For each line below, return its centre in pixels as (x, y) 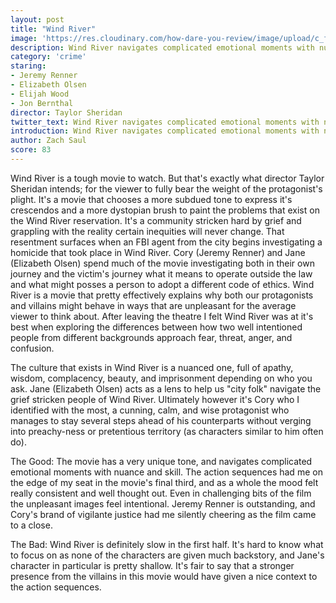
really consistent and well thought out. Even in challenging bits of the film (161, 493)
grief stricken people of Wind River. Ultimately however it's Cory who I (155, 399)
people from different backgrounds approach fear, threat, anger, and (151, 337)
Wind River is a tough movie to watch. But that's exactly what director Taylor (167, 178)
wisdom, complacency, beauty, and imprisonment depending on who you (161, 378)
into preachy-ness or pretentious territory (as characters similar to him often (167, 431)
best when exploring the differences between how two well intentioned (156, 327)
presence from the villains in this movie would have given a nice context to (164, 576)
